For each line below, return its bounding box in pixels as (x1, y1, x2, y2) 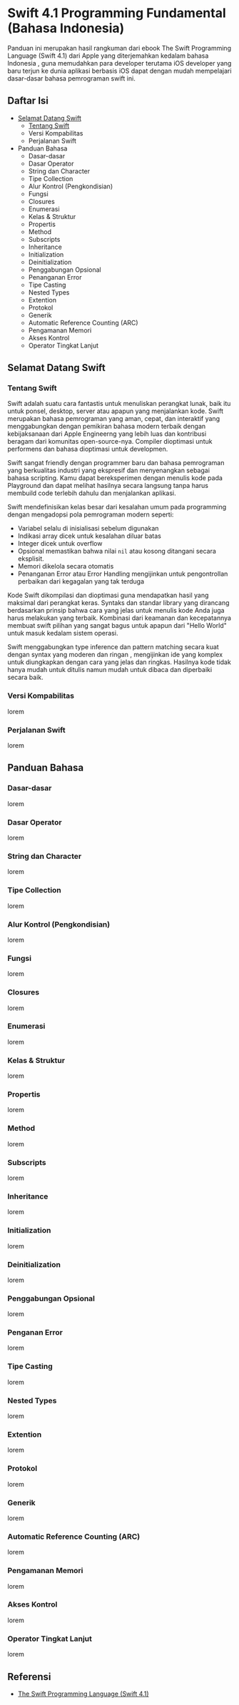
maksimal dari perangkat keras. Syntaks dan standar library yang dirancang (7, 599, 230, 607)
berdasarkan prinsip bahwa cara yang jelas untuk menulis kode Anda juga (7, 606, 225, 615)
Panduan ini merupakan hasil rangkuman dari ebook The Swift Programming (7, 44, 232, 52)
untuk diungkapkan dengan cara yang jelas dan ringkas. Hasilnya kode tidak (7, 658, 232, 666)
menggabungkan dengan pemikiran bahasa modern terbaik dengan (7, 422, 206, 431)
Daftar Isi (7, 95, 49, 107)
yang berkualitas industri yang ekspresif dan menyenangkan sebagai (7, 466, 210, 475)
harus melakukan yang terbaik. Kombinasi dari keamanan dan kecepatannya (7, 614, 232, 622)
